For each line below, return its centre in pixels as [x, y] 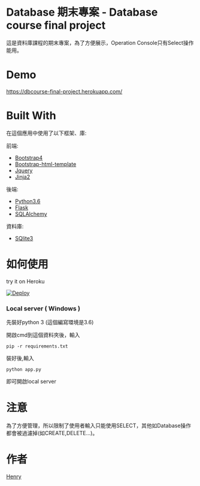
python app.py [24, 370]
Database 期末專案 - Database [82, 12]
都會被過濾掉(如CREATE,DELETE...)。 [52, 433]
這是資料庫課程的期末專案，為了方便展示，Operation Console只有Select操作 [100, 43]
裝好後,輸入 [20, 358]
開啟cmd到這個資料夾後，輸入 [43, 335]
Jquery [24, 170]
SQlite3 [24, 238]
